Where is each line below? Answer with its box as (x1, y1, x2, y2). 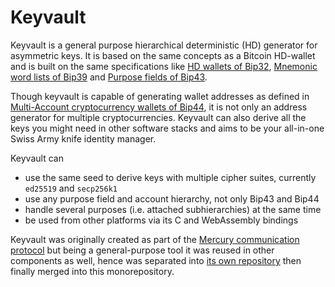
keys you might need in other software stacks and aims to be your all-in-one (10, 122, 325, 134)
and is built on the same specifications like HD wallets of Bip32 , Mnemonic (10, 60, 318, 72)
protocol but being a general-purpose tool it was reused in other (10, 244, 275, 256)
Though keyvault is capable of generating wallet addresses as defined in (10, 90, 310, 102)
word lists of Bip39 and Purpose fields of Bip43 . (10, 71, 208, 83)
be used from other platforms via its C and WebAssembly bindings (24, 214, 299, 226)
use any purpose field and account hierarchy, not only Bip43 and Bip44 (24, 192, 320, 205)
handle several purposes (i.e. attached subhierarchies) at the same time (24, 203, 322, 215)
